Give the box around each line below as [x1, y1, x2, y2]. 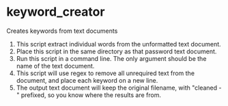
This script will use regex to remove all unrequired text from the [16, 69, 195, 77]
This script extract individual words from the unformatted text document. [16, 40, 221, 48]
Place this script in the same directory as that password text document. [16, 47, 217, 55]
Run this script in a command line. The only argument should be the [16, 54, 207, 62]
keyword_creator [6, 4, 105, 20]
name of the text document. [16, 62, 95, 70]
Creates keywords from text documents [6, 27, 118, 35]
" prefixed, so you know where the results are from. [16, 90, 162, 99]
